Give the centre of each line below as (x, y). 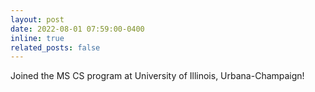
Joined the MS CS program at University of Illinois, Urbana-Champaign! (157, 76)
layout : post (37, 19)
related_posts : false (55, 47)
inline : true (37, 38)
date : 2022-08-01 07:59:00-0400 (77, 29)
